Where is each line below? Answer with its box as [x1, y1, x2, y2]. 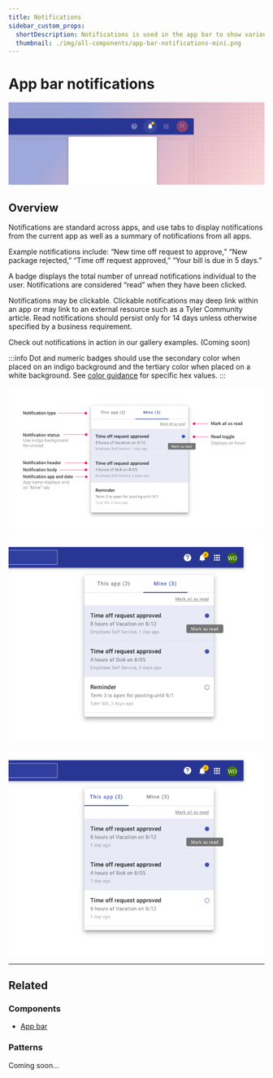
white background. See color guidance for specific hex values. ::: [8, 370, 226, 380]
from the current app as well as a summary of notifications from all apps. [8, 231, 252, 240]
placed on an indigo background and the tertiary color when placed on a [8, 362, 250, 371]
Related [8, 979, 49, 993]
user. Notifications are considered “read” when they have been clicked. [8, 280, 247, 289]
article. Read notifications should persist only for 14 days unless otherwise [8, 313, 258, 322]
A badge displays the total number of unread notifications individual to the [8, 271, 257, 281]
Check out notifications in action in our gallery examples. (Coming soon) [8, 338, 250, 347]
